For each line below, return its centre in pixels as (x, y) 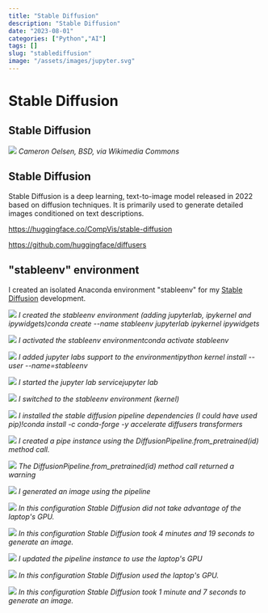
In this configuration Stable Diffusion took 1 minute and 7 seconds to (132, 592)
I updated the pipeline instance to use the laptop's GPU (111, 558)
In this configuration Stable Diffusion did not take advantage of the (130, 508)
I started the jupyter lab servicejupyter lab (88, 382)
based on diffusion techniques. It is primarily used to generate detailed (126, 205)
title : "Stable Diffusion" (54, 16)
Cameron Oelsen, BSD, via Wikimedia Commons (99, 151)
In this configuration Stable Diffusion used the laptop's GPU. (119, 575)
